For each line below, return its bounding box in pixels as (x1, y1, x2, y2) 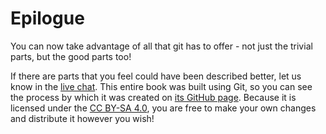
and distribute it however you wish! (10, 112, 155, 124)
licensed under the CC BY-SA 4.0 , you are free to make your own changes (10, 102, 317, 114)
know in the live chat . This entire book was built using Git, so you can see (10, 80, 313, 92)
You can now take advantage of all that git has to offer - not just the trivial (10, 40, 313, 52)
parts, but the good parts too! (10, 50, 132, 62)
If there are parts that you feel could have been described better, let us (10, 70, 302, 82)
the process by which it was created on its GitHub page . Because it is (10, 91, 297, 103)
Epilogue (10, 7, 85, 30)
